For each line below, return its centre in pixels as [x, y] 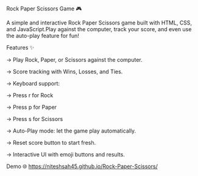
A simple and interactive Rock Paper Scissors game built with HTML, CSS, [99, 23]
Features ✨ [20, 47]
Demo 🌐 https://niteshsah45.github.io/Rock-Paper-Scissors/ [82, 166]
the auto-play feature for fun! [43, 36]
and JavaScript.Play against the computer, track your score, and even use [99, 29]
